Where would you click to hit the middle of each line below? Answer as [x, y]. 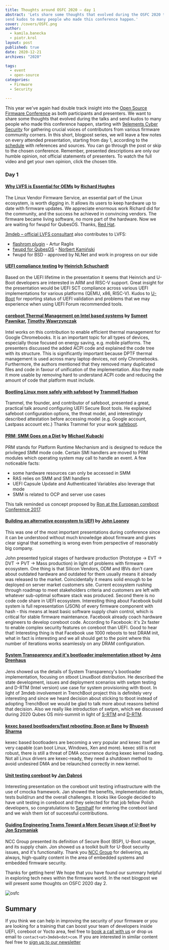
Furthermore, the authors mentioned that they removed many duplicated [80, 364]
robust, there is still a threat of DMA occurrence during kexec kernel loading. [84, 753]
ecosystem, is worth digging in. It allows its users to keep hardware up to [81, 203]
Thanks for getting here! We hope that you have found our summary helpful [83, 872]
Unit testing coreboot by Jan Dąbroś [44, 775]
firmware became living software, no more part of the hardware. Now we [81, 219]
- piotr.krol [23, 38]
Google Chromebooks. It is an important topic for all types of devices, [77, 337]
